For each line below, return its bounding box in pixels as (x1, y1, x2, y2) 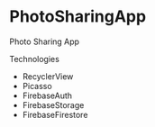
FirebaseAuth (22, 90, 73, 101)
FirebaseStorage (22, 99, 85, 110)
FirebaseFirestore (22, 109, 88, 120)
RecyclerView (22, 70, 74, 82)
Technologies (9, 53, 60, 64)
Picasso (22, 80, 52, 91)
